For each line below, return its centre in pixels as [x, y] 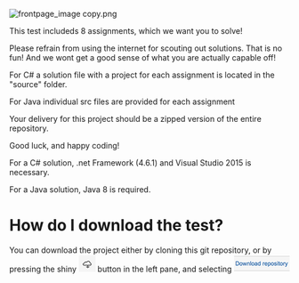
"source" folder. [38, 84]
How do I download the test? [117, 226]
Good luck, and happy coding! [65, 146]
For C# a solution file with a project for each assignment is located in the [142, 75]
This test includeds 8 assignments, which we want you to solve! [126, 31]
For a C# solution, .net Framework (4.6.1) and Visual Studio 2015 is [130, 163]
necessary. [30, 172]
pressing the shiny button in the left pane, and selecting [121, 269]
